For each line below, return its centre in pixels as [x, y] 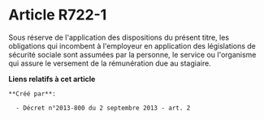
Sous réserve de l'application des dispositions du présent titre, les [119, 37]
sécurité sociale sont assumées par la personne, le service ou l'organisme [132, 54]
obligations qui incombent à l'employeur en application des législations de [132, 45]
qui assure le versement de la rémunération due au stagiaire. [110, 63]
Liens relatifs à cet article [52, 79]
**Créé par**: [32, 94]
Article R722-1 [58, 15]
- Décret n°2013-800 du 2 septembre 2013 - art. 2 [103, 108]
